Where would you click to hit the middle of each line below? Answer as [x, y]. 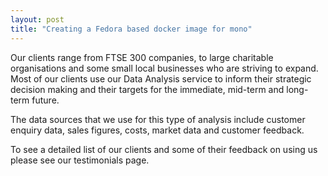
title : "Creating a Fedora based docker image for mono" [131, 29]
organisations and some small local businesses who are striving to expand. [164, 68]
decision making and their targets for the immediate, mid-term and [147, 89]
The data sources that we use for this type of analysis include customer [158, 119]
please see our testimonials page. [80, 160]
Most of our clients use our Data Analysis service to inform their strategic [161, 78]
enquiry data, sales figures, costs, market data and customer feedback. [157, 130]
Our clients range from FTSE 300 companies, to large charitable [142, 57]
